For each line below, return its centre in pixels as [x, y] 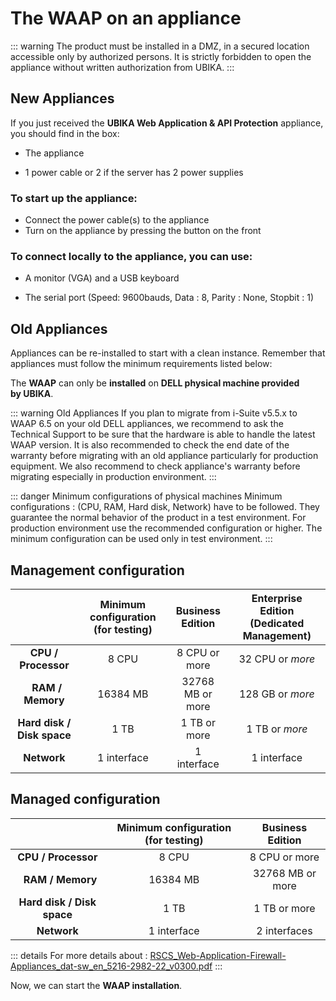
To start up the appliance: [74, 198]
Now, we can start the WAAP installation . [96, 985]
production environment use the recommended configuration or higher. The [166, 528]
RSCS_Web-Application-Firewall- [218, 955]
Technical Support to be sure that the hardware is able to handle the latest [163, 434]
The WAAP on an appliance [126, 18]
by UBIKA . [32, 394]
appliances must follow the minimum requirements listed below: [141, 364]
